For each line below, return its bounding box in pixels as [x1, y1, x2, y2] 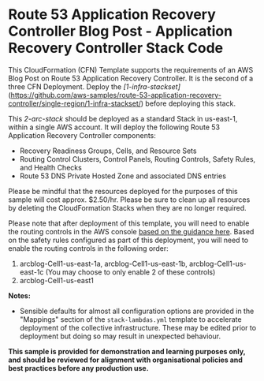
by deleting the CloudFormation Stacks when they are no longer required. [8, 203, 247, 212]
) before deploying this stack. [140, 99, 236, 108]
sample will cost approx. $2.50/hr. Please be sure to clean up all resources [8, 195, 251, 204]
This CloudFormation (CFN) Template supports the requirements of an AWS [8, 65, 254, 74]
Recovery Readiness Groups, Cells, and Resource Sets [19, 146, 197, 155]
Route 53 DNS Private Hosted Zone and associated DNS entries [19, 171, 227, 181]
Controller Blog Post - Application [8, 22, 233, 40]
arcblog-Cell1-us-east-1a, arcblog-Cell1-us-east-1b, [19, 259, 188, 268]
